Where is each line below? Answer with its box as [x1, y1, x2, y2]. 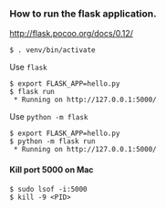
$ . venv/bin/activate [9, 46, 96, 55]
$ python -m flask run [9, 137, 96, 146]
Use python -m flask [9, 111, 88, 122]
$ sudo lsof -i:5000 [9, 184, 88, 193]
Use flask [9, 62, 47, 73]
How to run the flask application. [9, 7, 157, 20]
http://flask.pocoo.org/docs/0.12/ [9, 28, 134, 39]
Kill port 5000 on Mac [9, 163, 94, 175]
